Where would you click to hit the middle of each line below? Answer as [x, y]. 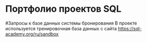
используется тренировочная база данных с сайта [61, 28]
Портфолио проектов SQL [63, 9]
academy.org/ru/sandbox [32, 34]
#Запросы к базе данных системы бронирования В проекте [71, 23]
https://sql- [130, 28]
